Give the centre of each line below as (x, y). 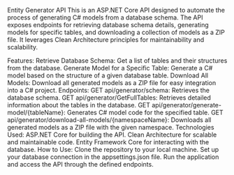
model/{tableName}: (37, 112)
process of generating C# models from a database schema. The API (105, 17)
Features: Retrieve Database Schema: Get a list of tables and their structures (117, 61)
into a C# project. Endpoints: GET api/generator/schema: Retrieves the (109, 90)
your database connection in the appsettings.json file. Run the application (113, 157)
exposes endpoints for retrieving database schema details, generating (108, 25)
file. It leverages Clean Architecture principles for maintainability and (106, 40)
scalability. (23, 47)
